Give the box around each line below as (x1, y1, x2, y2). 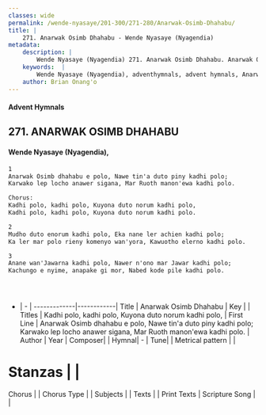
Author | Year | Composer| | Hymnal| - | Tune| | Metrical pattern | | (19, 336, 236, 345)
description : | (22, 48, 73, 56)
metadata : (8, 41, 41, 49)
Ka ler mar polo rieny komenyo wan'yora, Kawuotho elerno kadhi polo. (8, 238, 246, 246)
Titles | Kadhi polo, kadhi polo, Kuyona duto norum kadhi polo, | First (19, 310, 244, 320)
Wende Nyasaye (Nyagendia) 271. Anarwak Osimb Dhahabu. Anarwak (36, 56, 253, 64)
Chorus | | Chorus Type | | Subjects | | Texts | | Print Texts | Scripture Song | (8, 390, 256, 399)
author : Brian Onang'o (22, 78, 97, 86)
